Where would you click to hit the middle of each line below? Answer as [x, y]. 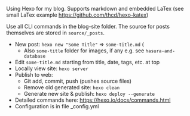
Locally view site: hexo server [51, 68]
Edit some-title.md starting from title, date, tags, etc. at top [87, 62]
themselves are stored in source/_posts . [56, 33]
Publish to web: [34, 75]
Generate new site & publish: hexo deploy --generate [89, 94]
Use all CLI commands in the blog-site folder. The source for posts [88, 26]
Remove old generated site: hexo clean [72, 87]
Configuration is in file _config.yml [57, 106]
